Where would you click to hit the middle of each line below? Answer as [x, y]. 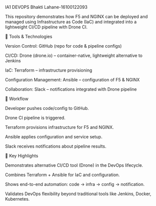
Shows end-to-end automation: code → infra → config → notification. [75, 184]
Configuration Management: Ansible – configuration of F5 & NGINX [73, 80]
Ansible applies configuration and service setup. [54, 137]
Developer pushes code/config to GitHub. [47, 108]
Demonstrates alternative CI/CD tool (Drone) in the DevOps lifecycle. [74, 165]
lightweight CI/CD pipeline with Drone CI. [46, 27]
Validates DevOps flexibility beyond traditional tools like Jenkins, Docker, [78, 194]
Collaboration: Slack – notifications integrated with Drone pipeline [71, 89]
